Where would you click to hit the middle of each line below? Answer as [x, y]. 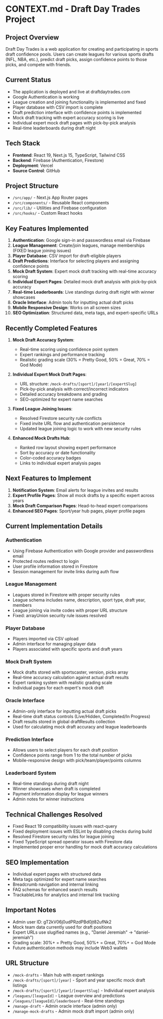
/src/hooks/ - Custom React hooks [48, 213]
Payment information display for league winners [60, 794]
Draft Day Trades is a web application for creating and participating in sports [82, 49]
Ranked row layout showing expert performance [68, 448]
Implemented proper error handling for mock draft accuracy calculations [85, 847]
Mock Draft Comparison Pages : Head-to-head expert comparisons [80, 505]
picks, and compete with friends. [38, 65]
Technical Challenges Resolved [54, 814]
